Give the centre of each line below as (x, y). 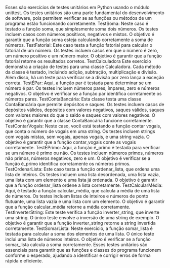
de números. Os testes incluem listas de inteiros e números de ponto (77, 196)
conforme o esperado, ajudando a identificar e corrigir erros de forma (78, 255)
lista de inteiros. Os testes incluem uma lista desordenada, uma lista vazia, (83, 174)
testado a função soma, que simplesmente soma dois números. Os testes (82, 29)
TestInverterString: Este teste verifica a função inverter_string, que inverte (82, 212)
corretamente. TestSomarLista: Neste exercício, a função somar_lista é (79, 228)
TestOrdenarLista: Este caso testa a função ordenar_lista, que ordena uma (83, 169)
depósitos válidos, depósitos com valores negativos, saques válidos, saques (85, 110)
